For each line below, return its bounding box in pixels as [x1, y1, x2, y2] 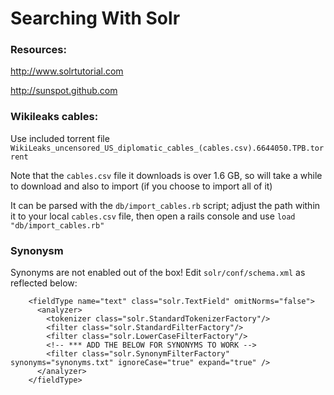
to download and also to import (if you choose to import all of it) [10, 180, 273, 192]
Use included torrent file [10, 132, 110, 144]
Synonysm [10, 243, 64, 257]
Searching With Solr [10, 7, 181, 30]
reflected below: [10, 277, 78, 289]
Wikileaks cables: [10, 110, 99, 124]
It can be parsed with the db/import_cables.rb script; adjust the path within [10, 199, 321, 211]
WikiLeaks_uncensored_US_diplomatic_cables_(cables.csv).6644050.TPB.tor [10, 143, 325, 153]
